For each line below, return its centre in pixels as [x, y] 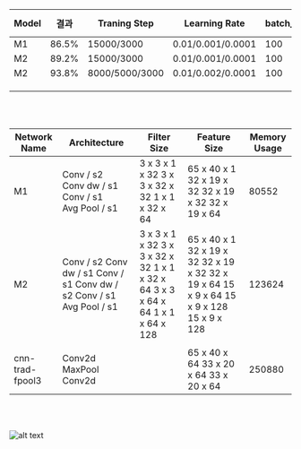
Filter [159, 137]
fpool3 [28, 380]
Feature [214, 137]
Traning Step [125, 23]
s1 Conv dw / [90, 284]
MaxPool [81, 369]
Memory [268, 137]
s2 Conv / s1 [89, 295]
